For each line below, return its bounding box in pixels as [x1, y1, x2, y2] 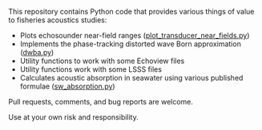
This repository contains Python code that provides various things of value [8, 7, 255, 16]
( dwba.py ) [19, 48, 54, 57]
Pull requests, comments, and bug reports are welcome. [8, 97, 194, 106]
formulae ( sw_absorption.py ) [19, 81, 115, 91]
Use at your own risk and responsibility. [8, 112, 139, 122]
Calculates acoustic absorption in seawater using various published [19, 73, 244, 82]
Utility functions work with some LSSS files [19, 65, 163, 74]
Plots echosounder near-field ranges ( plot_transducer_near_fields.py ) [19, 31, 250, 40]
